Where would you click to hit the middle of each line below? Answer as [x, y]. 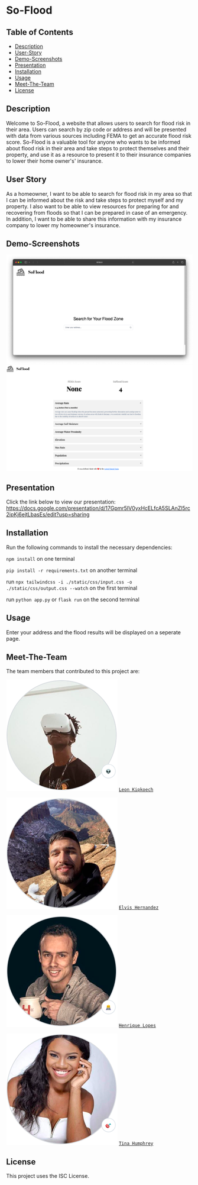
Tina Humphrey [136, 1144]
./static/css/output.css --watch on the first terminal [72, 588]
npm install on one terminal [40, 558]
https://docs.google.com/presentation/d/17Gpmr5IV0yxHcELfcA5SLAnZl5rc [98, 508]
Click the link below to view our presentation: [61, 502]
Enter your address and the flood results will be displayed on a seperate [94, 632]
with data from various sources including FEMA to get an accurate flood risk [99, 135]
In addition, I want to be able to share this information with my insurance [94, 219]
